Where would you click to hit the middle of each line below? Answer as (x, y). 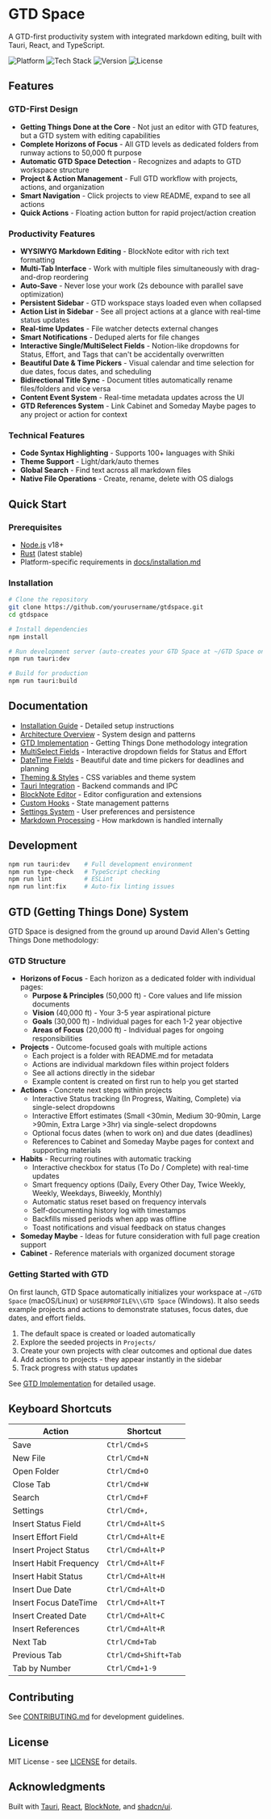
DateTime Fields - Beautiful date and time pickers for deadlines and (132, 760)
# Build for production (48, 673)
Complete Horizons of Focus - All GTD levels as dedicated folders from (139, 144)
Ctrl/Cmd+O (128, 1471)
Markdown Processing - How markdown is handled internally (121, 820)
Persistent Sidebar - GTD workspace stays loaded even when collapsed (141, 302)
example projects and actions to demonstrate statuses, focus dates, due (128, 1309)
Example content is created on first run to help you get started (135, 1082)
